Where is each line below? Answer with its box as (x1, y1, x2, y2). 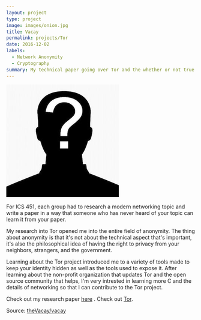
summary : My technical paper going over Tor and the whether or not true (6, 67, 195, 73)
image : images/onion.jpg (6, 22, 68, 28)
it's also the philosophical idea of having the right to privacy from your (6, 240, 180, 247)
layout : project (6, 10, 47, 16)
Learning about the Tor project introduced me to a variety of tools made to (6, 258, 190, 265)
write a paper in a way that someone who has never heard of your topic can (6, 209, 194, 216)
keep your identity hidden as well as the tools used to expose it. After (6, 264, 177, 271)
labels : (6, 48, 26, 54)
